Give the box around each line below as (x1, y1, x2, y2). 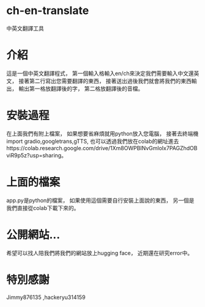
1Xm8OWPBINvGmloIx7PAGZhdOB (110, 144, 198, 151)
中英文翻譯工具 (6, 24, 44, 32)
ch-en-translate (6, 4, 89, 18)
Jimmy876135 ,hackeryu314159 (6, 294, 86, 301)
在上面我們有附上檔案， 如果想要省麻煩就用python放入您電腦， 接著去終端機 (6, 129, 199, 137)
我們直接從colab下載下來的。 (6, 204, 80, 211)
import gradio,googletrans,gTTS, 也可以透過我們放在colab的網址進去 (6, 137, 179, 145)
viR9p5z (6, 151, 28, 159)
